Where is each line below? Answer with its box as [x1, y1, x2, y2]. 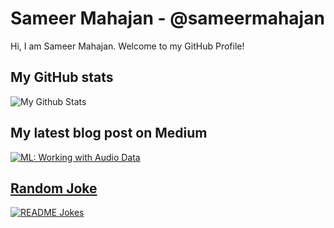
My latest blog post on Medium [10, 125, 208, 142]
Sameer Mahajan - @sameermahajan [10, 7, 325, 30]
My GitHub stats [10, 69, 114, 86]
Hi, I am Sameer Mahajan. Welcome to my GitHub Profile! [10, 40, 245, 52]
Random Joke [10, 180, 98, 197]
